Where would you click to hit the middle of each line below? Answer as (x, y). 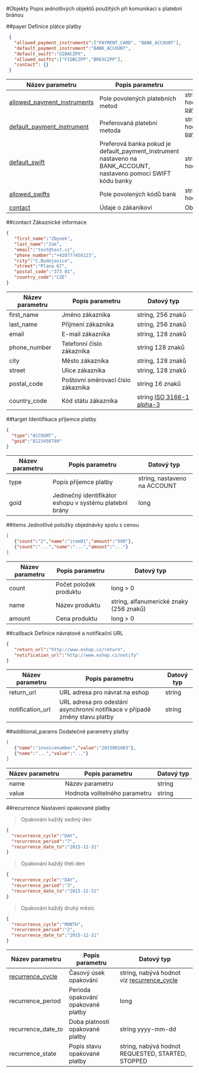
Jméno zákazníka (86, 315)
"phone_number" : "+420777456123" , (55, 255)
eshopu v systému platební (90, 503)
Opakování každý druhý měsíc (57, 908)
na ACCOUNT (158, 486)
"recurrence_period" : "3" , (44, 885)
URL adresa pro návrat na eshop (104, 693)
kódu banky (116, 181)
